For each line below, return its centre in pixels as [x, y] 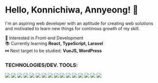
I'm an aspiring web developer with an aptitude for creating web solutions [79, 23]
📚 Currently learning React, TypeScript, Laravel [54, 43]
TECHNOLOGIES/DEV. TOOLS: [42, 65]
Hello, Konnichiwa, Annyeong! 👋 [72, 10]
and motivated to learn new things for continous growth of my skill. [73, 28]
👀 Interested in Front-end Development [44, 38]
